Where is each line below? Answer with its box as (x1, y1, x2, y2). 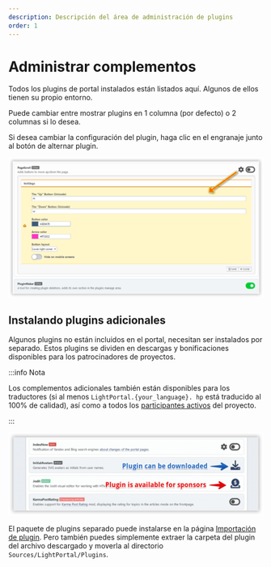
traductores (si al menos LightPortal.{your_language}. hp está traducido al (8, 392, 261, 402)
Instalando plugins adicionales (8, 313, 166, 327)
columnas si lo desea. (8, 117, 81, 127)
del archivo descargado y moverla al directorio (8, 541, 164, 551)
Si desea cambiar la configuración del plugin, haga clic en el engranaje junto (8, 133, 263, 142)
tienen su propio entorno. (8, 93, 93, 103)
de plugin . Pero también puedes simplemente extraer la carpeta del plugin (8, 532, 256, 542)
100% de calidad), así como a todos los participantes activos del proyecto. (8, 400, 256, 410)
